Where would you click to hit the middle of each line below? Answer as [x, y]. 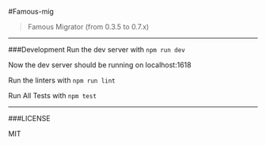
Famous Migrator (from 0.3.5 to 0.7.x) [88, 27]
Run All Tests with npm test [53, 95]
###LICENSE [29, 118]
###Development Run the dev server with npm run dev [97, 50]
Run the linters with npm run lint [62, 80]
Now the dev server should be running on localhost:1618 [100, 65]
